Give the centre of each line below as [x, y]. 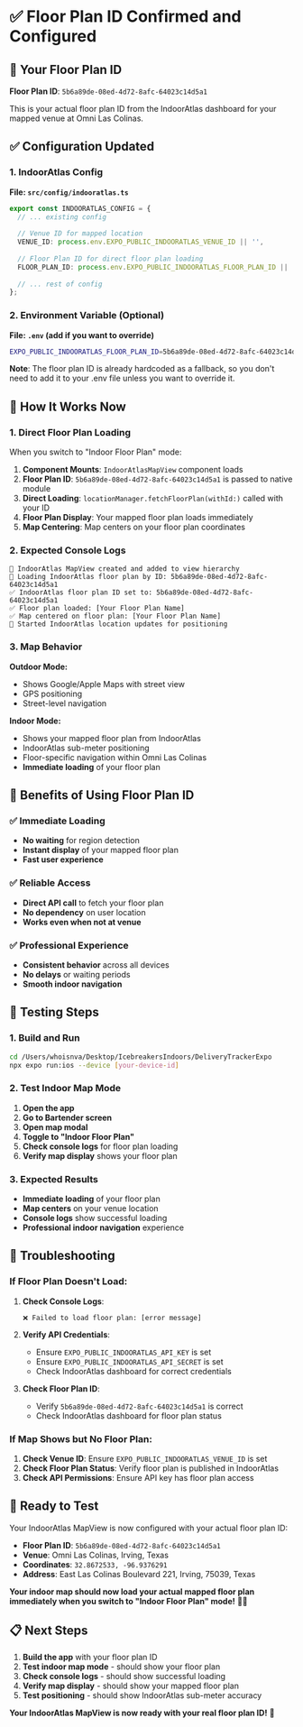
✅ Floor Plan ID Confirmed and [125, 17]
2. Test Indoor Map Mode [65, 1089]
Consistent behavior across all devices [96, 965]
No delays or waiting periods [76, 975]
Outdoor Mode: [38, 666]
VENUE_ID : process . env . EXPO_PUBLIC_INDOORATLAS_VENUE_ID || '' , [141, 242]
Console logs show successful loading [95, 1218]
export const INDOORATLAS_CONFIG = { [80, 208]
